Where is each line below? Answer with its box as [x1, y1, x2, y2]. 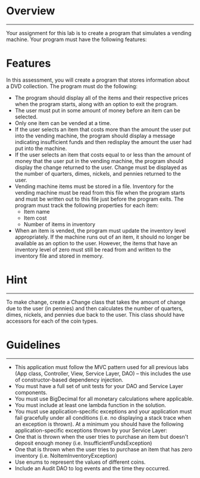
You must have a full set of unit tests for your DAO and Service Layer [14, 382, 183, 389]
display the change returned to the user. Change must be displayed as [14, 164, 187, 171]
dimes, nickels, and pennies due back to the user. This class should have [6, 311, 185, 318]
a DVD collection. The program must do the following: [6, 82, 138, 90]
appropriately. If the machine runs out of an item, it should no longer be [14, 233, 190, 240]
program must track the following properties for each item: [14, 201, 159, 209]
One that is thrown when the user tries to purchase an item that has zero [14, 445, 192, 453]
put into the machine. [14, 145, 67, 152]
